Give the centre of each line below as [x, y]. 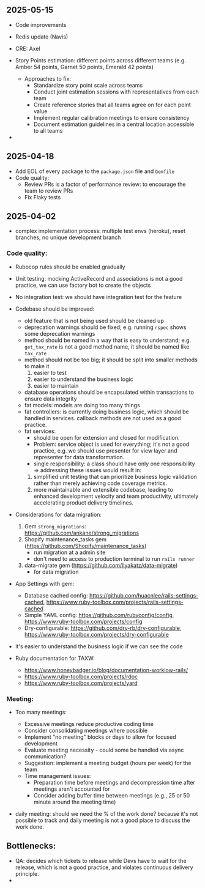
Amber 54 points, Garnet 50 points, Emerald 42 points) [84, 67]
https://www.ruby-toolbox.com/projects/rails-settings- [115, 602]
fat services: [40, 431]
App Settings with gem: [45, 583]
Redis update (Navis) [42, 37]
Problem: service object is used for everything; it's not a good [111, 444]
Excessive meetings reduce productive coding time [89, 724]
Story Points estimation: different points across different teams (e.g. [101, 60]
